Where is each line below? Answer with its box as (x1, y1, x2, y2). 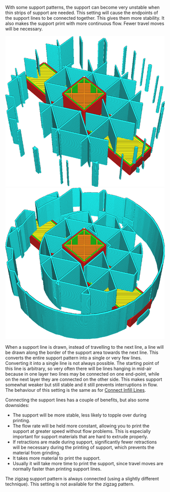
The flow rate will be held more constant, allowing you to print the (12, 423, 150, 429)
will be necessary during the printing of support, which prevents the (12, 444, 154, 450)
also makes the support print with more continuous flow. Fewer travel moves (5, 20, 164, 26)
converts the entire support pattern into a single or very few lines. (5, 354, 142, 361)
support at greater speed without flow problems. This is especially (12, 428, 151, 434)
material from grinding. (12, 449, 61, 456)
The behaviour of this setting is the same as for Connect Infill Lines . (5, 387, 146, 393)
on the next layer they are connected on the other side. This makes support (5, 376, 162, 382)
